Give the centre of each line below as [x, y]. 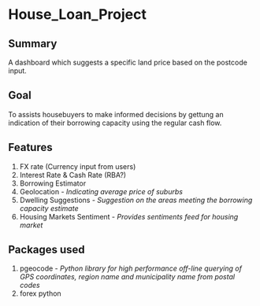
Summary [33, 44]
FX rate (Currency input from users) [78, 166]
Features [30, 147]
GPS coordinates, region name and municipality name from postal [127, 277]
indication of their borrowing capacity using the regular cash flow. [115, 123]
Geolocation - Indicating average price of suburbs [101, 191]
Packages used [46, 250]
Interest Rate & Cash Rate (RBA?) [73, 175]
